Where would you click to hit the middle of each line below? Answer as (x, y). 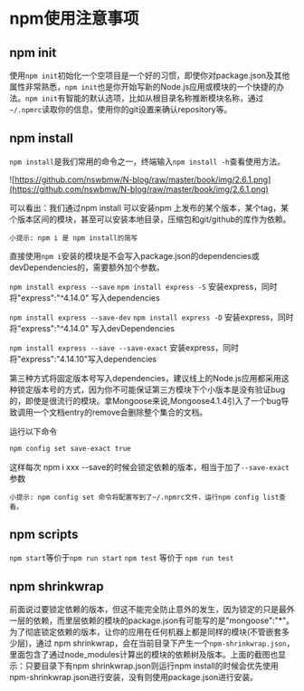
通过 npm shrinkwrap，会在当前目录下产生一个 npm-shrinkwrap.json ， (165, 643)
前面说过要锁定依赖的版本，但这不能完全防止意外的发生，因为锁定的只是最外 (152, 609)
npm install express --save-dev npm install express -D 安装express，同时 (152, 317)
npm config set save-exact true (70, 448)
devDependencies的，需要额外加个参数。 (87, 267)
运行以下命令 (33, 431)
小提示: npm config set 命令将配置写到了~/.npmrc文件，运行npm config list (144, 497)
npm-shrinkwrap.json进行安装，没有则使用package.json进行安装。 (133, 677)
